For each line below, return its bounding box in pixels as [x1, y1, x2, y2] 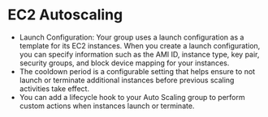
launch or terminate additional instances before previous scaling [19, 75, 235, 85]
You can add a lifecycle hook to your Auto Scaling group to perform [19, 92, 245, 102]
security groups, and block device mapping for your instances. [19, 58, 230, 68]
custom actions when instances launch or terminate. [19, 101, 195, 111]
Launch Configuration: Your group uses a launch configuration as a [19, 32, 244, 42]
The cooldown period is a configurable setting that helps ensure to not [19, 66, 256, 76]
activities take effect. [19, 83, 90, 94]
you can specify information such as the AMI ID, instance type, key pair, [19, 49, 260, 59]
